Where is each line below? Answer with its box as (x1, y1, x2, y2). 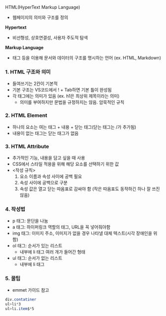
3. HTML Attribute (5, 143, 50, 150)
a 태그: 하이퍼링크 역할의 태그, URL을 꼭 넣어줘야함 (12, 224, 111, 230)
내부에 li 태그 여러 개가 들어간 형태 (19, 249, 86, 255)
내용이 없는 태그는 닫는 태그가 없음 (12, 130, 79, 136)
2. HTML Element (5, 112, 48, 119)
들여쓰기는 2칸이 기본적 (12, 80, 58, 86)
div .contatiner (5, 297, 37, 302)
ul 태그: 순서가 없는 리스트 (12, 255, 63, 261)
